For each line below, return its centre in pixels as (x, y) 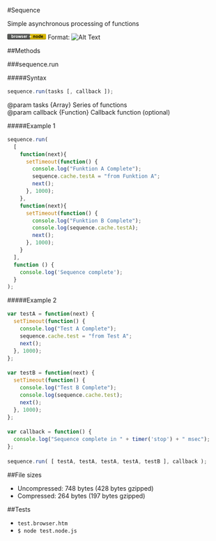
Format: (59, 37)
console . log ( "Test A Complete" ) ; (68, 329)
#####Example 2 (32, 301)
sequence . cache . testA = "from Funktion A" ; (96, 176)
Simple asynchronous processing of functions (73, 23)
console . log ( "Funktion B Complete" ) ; (87, 221)
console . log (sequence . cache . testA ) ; (85, 228)
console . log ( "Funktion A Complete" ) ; (87, 169)
